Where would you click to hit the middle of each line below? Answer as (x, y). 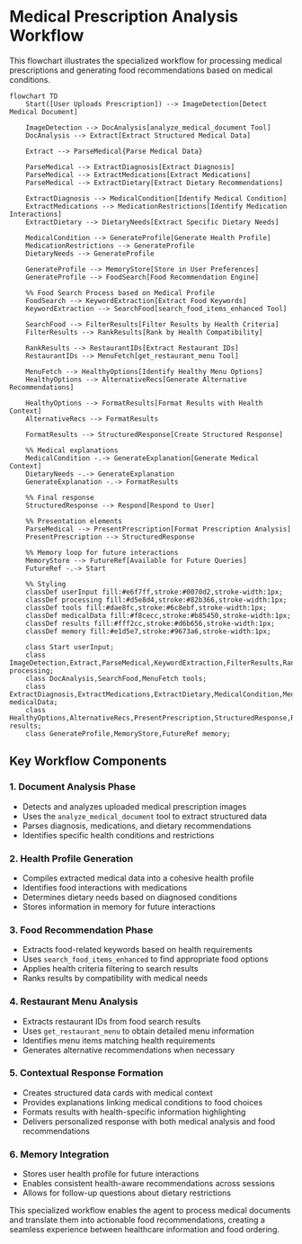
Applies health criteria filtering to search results (110, 969)
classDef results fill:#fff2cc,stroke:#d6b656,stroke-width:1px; (151, 623)
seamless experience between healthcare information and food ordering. (145, 1230)
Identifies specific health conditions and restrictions (118, 835)
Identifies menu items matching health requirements (119, 1040)
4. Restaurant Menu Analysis (74, 1002)
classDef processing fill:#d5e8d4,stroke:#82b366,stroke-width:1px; (156, 600)
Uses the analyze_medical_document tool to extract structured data (145, 816)
